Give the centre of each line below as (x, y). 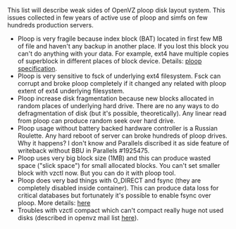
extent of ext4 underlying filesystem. (71, 91)
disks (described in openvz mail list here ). (78, 218)
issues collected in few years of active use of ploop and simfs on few (107, 18)
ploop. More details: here (54, 203)
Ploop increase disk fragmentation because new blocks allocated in (116, 98)
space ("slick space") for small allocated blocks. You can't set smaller (119, 165)
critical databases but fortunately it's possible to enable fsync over (114, 195)
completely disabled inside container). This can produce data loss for (118, 188)
